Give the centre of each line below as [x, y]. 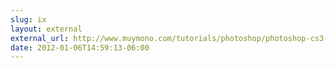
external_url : [40, 38]
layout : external [46, 29]
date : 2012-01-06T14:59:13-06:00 [80, 47]
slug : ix [28, 19]
